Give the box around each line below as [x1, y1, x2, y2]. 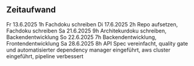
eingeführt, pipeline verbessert [6, 52, 84, 59]
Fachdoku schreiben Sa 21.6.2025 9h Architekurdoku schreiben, [6, 27, 167, 34]
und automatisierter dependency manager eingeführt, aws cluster [6, 46, 171, 53]
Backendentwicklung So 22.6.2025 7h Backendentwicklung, [6, 33, 156, 41]
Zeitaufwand [6, 5, 56, 15]
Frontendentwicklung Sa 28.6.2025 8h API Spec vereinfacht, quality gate [6, 40, 189, 47]
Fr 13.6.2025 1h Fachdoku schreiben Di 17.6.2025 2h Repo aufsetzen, [6, 20, 178, 28]
